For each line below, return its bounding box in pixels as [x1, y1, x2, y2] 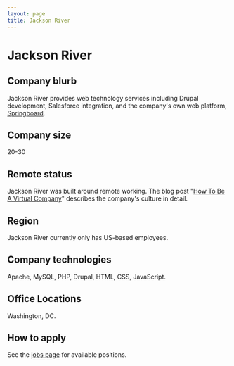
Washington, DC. [7, 311, 56, 320]
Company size [7, 129, 72, 141]
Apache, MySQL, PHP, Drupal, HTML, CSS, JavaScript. [7, 272, 167, 281]
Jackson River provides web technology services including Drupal [7, 94, 199, 102]
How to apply [7, 332, 67, 343]
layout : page [7, 10, 46, 18]
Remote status [7, 168, 72, 180]
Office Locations [7, 293, 82, 305]
